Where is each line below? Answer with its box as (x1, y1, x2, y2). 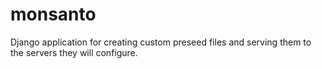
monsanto (10, 3, 97, 26)
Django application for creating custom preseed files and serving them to (10, 36, 312, 48)
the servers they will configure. (10, 46, 138, 58)
